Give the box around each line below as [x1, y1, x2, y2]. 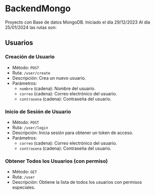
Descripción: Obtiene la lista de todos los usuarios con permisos [12, 179, 142, 185]
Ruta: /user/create [12, 70, 50, 76]
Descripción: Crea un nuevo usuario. [12, 75, 87, 81]
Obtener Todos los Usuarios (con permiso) [5, 158, 108, 165]
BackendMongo [5, 3, 71, 14]
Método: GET [12, 169, 37, 175]
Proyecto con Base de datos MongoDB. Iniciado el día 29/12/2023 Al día [5, 19, 151, 25]
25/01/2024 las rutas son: [5, 24, 57, 30]
